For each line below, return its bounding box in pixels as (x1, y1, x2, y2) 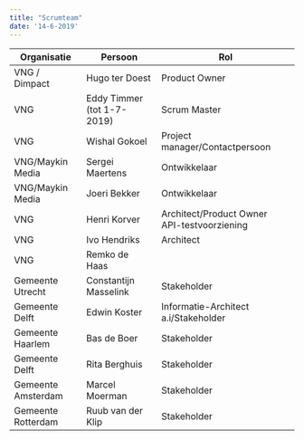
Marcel (85, 378, 116, 390)
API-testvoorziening (161, 218, 249, 231)
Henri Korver (85, 213, 140, 225)
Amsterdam (14, 389, 63, 402)
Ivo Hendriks (85, 233, 140, 245)
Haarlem (14, 337, 51, 349)
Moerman (85, 389, 128, 402)
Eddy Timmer (85, 91, 143, 104)
